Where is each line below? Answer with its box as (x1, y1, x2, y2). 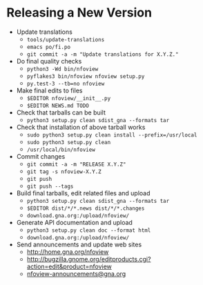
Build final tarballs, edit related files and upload (16, 188, 151, 197)
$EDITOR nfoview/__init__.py (26, 95, 111, 101)
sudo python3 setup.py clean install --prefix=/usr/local (26, 131, 197, 139)
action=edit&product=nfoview (26, 262, 112, 271)
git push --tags (26, 183, 74, 190)
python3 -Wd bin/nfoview (26, 66, 99, 72)
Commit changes (16, 152, 66, 160)
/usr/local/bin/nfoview (26, 146, 96, 153)
